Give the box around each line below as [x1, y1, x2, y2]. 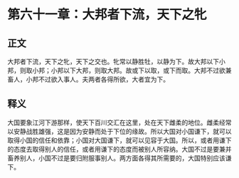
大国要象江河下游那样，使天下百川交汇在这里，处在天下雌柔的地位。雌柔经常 [7, 118, 232, 127]
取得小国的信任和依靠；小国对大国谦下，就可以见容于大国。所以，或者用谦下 [7, 136, 232, 145]
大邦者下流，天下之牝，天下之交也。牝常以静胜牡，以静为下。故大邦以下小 [7, 58, 225, 66]
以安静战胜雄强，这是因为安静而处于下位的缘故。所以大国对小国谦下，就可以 [7, 127, 232, 135]
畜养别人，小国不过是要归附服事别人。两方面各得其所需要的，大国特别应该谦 [7, 154, 232, 162]
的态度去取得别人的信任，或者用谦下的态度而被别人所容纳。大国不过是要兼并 [7, 145, 232, 153]
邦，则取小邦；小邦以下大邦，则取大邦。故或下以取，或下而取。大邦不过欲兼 [7, 66, 232, 75]
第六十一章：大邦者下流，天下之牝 [7, 6, 208, 23]
